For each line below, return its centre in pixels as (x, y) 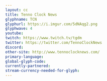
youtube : (14, 33)
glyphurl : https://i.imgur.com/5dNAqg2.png (51, 24)
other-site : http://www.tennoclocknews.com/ (52, 52)
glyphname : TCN (21, 19)
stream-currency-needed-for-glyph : (42, 71)
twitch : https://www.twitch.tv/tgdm (43, 38)
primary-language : (24, 57)
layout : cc (17, 10)
